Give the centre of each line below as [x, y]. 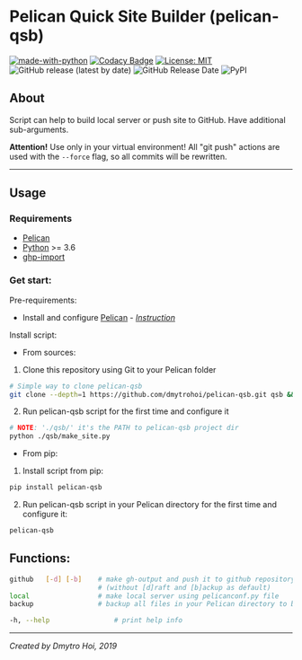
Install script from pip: [63, 471]
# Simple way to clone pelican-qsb [76, 386]
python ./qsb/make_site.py [60, 436]
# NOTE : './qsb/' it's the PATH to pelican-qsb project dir [124, 428]
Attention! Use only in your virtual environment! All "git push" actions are [145, 146]
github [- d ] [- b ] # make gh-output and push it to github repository [152, 579]
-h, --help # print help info [96, 620]
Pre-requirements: [43, 300]
